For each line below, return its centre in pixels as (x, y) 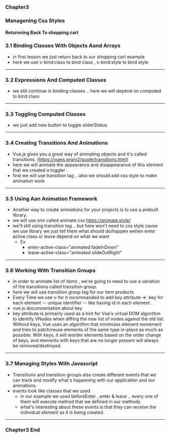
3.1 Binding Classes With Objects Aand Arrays (63, 45)
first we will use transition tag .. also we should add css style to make (84, 175)
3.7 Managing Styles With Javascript (52, 364)
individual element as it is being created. (62, 412)
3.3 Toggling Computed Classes (46, 114)
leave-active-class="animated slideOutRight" (75, 252)
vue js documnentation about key (47, 308)
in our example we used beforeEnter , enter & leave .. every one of (89, 396)
